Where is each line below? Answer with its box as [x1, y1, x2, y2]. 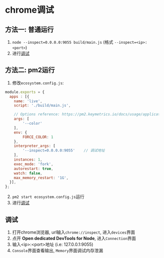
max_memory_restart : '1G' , [14, 175, 69, 180]
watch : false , [14, 171, 42, 176]
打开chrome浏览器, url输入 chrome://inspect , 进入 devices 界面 [12, 229, 135, 235]
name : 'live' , [14, 98, 42, 104]
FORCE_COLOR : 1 [22, 134, 54, 139]
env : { [14, 130, 27, 135]
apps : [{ [9, 94, 29, 99]
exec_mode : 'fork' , [14, 162, 54, 166]
